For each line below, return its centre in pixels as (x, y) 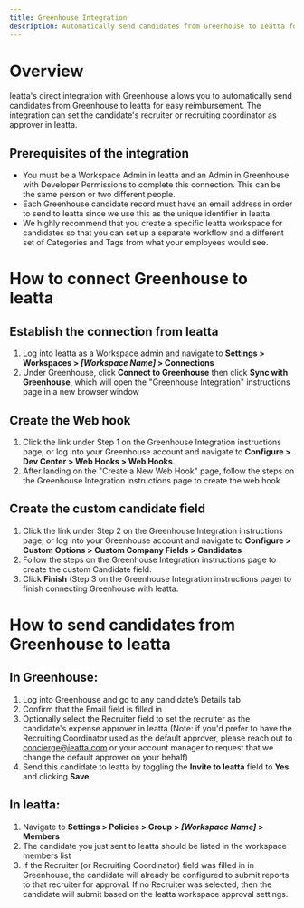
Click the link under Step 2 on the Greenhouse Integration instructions (152, 530)
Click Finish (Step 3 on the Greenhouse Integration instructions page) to (157, 578)
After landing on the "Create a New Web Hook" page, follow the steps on (158, 471)
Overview (47, 71)
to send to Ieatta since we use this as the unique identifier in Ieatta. (147, 214)
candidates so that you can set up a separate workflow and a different (153, 233)
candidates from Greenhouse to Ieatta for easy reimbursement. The (135, 106)
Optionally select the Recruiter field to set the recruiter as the (136, 718)
